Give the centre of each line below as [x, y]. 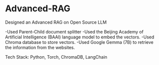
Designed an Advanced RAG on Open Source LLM [56, 22]
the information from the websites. [40, 47]
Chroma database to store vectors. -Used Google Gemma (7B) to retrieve [79, 42]
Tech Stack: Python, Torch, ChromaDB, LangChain [56, 57]
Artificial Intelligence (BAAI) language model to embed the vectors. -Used [80, 37]
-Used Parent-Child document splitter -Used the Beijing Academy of [74, 32]
